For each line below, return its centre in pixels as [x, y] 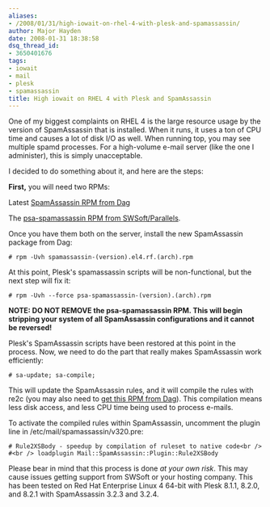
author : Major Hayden [45, 31]
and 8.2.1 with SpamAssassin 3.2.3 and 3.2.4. [84, 494]
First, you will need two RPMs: [59, 187]
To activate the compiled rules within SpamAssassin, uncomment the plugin [135, 423]
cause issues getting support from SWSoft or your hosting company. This [131, 477]
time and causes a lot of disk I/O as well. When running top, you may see [130, 139]
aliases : [23, 16]
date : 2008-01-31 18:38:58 [54, 38]
